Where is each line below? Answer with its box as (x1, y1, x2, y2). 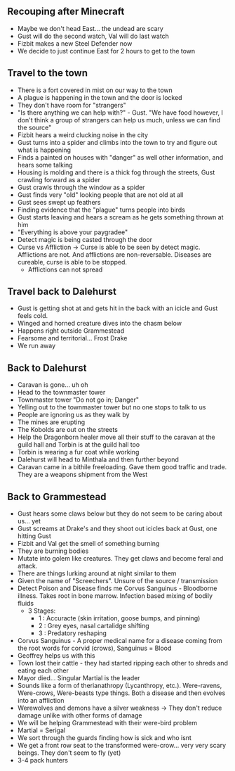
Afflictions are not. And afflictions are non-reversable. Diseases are (17, 250, 212, 259)
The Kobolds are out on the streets (17, 426, 118, 434)
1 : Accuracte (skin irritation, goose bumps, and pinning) (38, 614, 201, 623)
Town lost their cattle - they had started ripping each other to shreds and (17, 659, 228, 668)
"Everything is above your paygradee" (17, 228, 128, 236)
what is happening (17, 146, 72, 154)
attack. (17, 562, 38, 571)
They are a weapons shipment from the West (17, 471, 148, 479)
